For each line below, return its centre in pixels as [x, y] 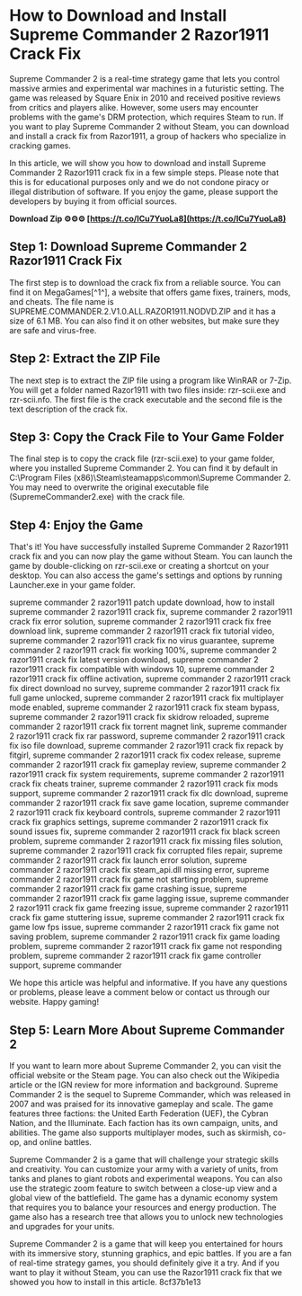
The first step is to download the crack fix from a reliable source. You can [145, 282]
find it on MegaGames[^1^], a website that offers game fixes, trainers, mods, [150, 292]
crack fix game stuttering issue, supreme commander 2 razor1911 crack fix [147, 918]
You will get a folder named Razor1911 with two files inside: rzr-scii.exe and [147, 390]
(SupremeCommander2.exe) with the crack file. [98, 497]
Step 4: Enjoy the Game [76, 525]
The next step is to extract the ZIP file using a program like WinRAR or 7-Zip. [151, 380]
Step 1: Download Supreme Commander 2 [128, 247]
